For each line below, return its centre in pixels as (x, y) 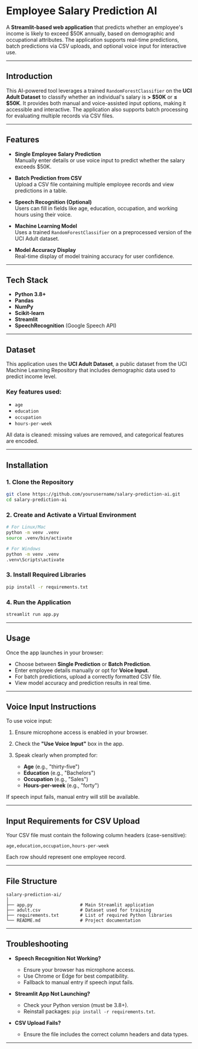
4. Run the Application (39, 602)
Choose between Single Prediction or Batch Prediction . (83, 664)
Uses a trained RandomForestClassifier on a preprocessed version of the (103, 232)
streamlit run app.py (33, 614)
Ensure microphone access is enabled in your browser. (81, 732)
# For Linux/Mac (26, 527)
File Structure (32, 881)
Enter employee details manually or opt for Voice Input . (82, 670)
